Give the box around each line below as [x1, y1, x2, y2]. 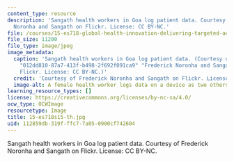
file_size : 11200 [7, 36, 58, 43]
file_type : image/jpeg [7, 42, 73, 49]
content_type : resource [7, 10, 77, 17]
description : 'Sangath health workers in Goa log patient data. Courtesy [7, 17, 226, 24]
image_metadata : [7, 49, 54, 56]
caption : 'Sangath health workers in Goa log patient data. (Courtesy [13, 56, 223, 63]
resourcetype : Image [7, 107, 68, 114]
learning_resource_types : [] [7, 88, 92, 95]
